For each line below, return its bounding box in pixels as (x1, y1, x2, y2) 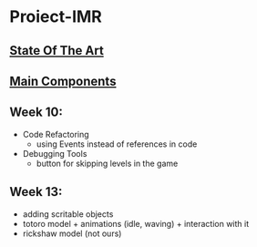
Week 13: (9, 184, 63, 200)
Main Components (9, 73, 117, 88)
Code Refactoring (22, 129, 89, 139)
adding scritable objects (22, 208, 114, 220)
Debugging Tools (22, 148, 87, 159)
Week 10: (9, 105, 64, 120)
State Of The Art (9, 43, 105, 58)
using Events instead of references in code (36, 139, 198, 149)
